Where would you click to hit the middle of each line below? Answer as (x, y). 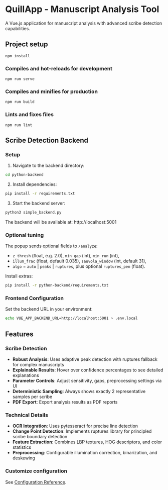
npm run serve (20, 79)
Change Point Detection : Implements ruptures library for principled (82, 431)
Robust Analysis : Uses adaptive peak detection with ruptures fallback (85, 359)
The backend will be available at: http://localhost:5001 (61, 222)
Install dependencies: (35, 184)
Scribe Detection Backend (47, 140)
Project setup (27, 44)
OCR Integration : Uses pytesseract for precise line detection (75, 426)
